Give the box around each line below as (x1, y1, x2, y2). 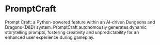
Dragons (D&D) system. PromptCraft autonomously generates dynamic (5, 24, 147, 30)
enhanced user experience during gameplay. (5, 34, 95, 40)
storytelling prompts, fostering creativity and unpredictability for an (5, 29, 139, 35)
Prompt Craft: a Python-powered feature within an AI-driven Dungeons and (5, 19, 155, 25)
